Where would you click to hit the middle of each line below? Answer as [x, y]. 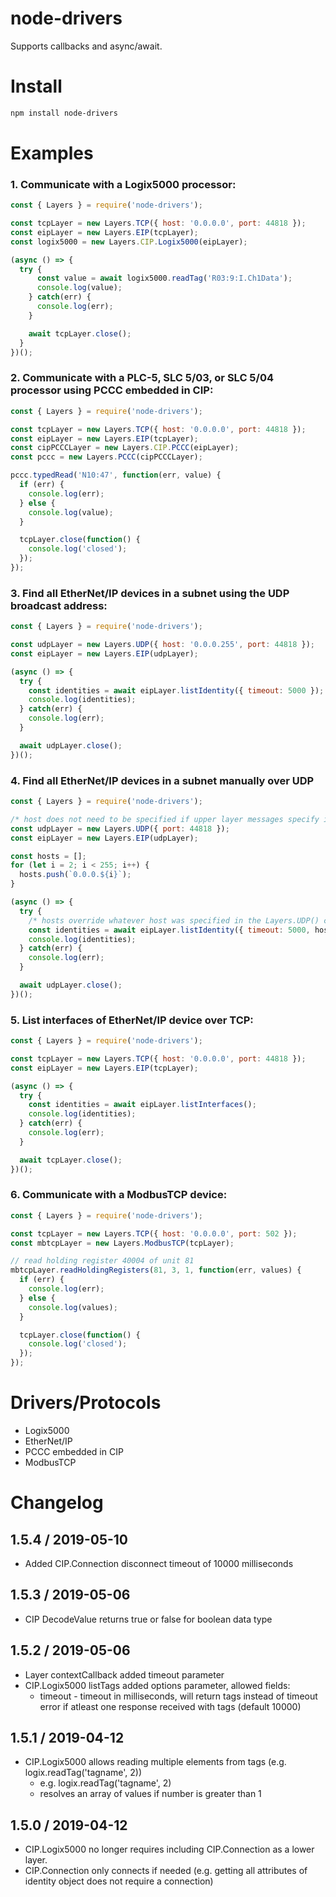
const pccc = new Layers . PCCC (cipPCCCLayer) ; [106, 457]
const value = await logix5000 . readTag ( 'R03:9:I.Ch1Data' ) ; [164, 278]
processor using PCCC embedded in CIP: [112, 390]
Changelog [57, 1503]
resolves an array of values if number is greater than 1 [150, 1794]
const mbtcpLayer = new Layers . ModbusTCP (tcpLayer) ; [122, 1243]
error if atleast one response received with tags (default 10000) [170, 1706]
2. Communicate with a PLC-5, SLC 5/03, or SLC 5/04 [142, 378]
